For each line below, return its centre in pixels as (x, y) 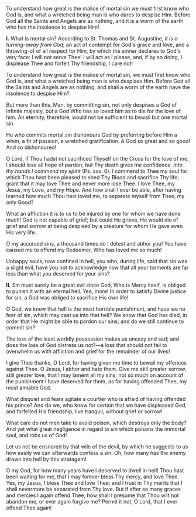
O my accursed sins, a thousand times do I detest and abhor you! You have (97, 244)
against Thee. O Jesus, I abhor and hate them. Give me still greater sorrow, (96, 369)
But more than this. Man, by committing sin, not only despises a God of (92, 105)
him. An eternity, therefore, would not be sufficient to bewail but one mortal (97, 117)
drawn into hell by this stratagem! (46, 459)
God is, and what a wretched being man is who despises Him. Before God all (98, 81)
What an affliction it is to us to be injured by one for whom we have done (93, 214)
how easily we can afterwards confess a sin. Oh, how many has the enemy (96, 453)
